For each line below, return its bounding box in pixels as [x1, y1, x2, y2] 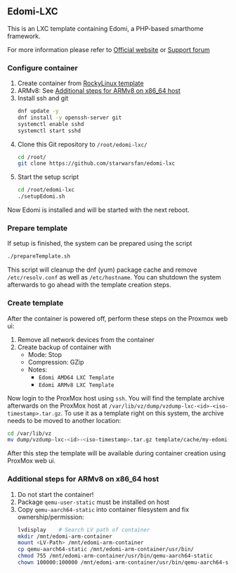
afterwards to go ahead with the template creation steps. [7, 281, 171, 289]
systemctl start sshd [17, 127, 81, 134]
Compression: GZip [27, 358, 84, 366]
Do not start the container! [17, 490, 94, 498]
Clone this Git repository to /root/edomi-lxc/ [17, 140, 147, 149]
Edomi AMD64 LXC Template [38, 374, 114, 381]
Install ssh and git [17, 94, 69, 103]
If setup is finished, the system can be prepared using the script [7, 239, 192, 248]
